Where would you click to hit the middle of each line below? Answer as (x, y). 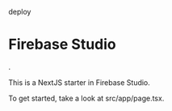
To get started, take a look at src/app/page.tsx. (86, 98)
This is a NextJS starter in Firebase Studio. (80, 82)
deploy (20, 12)
